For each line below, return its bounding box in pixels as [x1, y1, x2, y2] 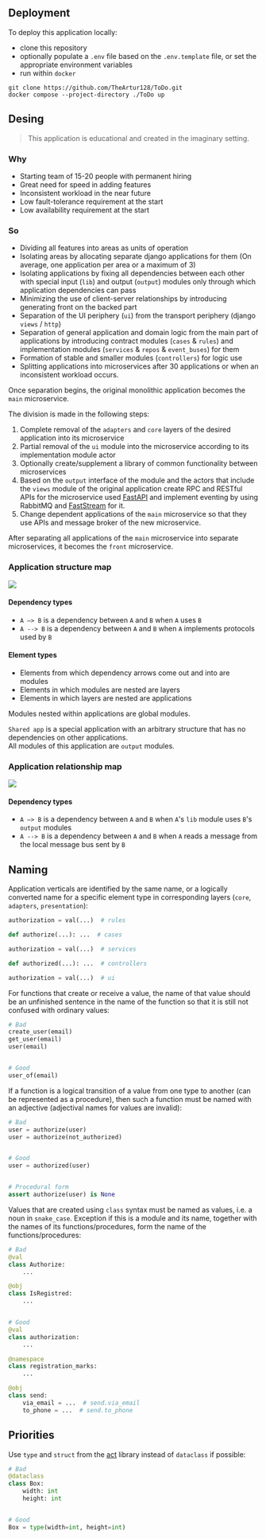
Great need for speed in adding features [19, 179, 152, 189]
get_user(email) [8, 1035, 62, 1044]
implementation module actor [19, 450, 117, 460]
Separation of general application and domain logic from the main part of [19, 328, 259, 338]
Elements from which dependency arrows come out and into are [19, 668, 230, 678]
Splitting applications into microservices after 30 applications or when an [19, 361, 259, 371]
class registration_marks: [8, 1362, 98, 1370]
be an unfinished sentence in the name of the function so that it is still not [8, 997, 249, 1006]
